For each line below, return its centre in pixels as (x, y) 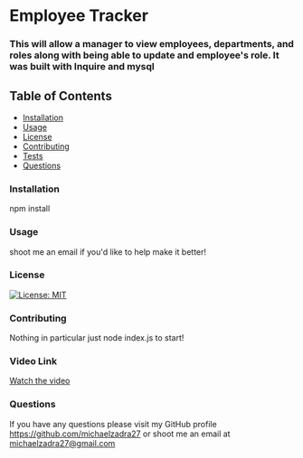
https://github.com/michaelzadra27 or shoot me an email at (120, 434)
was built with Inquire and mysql (82, 67)
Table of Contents (61, 96)
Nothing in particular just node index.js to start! (97, 338)
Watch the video (40, 381)
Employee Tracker (79, 16)
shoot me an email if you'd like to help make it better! (108, 252)
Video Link (33, 361)
